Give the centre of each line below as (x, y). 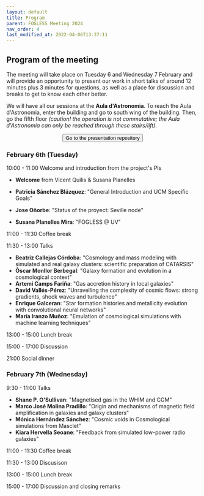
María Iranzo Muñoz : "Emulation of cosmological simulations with (98, 316)
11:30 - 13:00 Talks (30, 246)
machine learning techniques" (53, 323)
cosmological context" (43, 277)
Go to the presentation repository (103, 138)
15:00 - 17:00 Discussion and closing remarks (64, 486)
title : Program (26, 18)
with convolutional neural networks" (60, 310)
